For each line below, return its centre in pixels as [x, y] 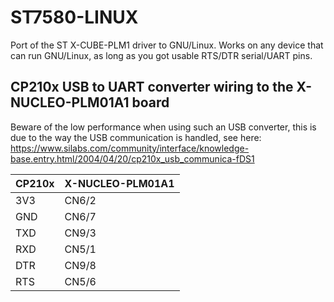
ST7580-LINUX [74, 17]
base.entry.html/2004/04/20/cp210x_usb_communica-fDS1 [132, 158]
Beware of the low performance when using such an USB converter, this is [163, 127]
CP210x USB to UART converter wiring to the [152, 87]
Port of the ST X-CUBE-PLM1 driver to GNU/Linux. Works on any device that [167, 45]
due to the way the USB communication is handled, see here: [136, 137]
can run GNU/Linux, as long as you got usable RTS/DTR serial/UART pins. [161, 55]
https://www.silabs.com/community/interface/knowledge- [130, 148]
